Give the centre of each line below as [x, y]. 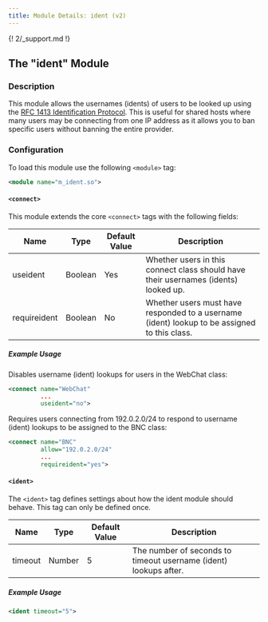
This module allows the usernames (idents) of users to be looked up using [130, 104]
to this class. [169, 333]
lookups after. [158, 570]
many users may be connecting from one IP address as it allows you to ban [132, 121]
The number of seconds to [182, 550]
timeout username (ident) [180, 560]
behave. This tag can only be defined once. [80, 507]
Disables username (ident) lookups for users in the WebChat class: [118, 374]
